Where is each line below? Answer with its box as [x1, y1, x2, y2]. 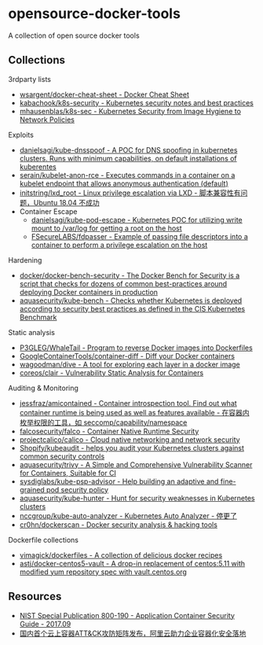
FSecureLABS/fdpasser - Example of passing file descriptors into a [31, 231, 249, 241]
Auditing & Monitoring [8, 383, 79, 393]
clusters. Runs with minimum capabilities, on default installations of [19, 153, 237, 163]
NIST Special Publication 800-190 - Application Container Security [19, 610, 236, 620]
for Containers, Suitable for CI [19, 468, 116, 477]
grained [19, 485, 45, 494]
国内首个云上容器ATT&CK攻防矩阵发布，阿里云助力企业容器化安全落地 [19, 628, 247, 638]
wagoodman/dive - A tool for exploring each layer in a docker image [19, 359, 241, 369]
